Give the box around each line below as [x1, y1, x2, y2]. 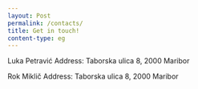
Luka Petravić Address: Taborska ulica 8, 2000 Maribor [7, 56, 190, 66]
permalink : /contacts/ [7, 19, 83, 27]
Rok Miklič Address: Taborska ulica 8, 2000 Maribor [7, 71, 179, 81]
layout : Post [7, 11, 51, 20]
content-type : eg [7, 34, 66, 42]
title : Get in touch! [7, 26, 80, 34]
